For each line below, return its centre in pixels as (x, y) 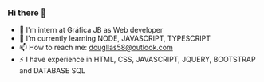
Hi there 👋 (27, 13)
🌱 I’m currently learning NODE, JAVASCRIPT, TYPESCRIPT (114, 38)
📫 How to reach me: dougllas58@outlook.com (96, 48)
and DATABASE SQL (52, 71)
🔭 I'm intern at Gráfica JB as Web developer (91, 30)
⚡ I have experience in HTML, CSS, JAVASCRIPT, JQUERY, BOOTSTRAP (137, 60)
